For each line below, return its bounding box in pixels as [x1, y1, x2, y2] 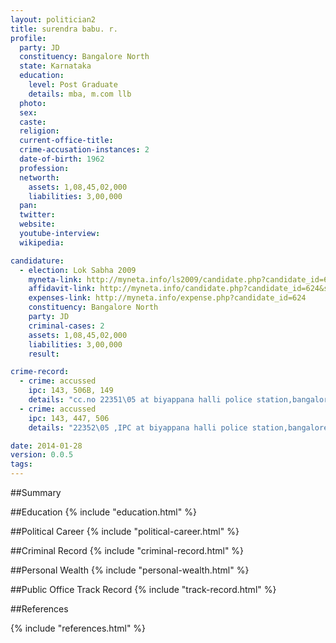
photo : [19, 98, 47, 108]
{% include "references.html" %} [10, 622, 147, 634]
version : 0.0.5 [10, 450, 74, 460]
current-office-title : [19, 136, 114, 146]
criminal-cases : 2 [28, 321, 105, 331]
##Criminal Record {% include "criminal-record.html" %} [10, 545, 245, 556]
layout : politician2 [10, 14, 97, 25]
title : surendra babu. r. [10, 24, 118, 34]
